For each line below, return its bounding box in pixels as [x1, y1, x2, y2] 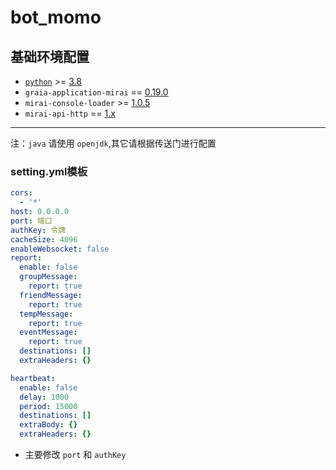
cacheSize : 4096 [10, 234, 78, 245]
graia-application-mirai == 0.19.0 [24, 86, 169, 98]
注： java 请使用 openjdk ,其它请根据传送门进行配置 [10, 137, 217, 149]
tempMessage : [19, 309, 74, 319]
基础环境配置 [10, 48, 90, 65]
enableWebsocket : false [10, 244, 110, 254]
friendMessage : [19, 290, 83, 300]
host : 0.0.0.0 [10, 207, 70, 217]
